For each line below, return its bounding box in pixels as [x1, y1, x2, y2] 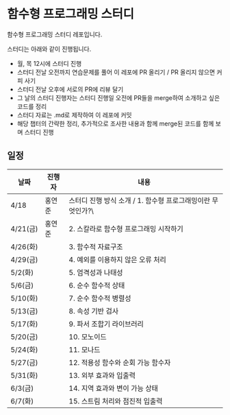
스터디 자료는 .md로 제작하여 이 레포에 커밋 [16, 110, 132, 119]
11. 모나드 [68, 344, 101, 354]
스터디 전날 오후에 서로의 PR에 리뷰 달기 [16, 85, 124, 93]
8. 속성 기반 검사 [68, 306, 118, 316]
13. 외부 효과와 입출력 [68, 370, 136, 380]
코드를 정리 [16, 102, 47, 110]
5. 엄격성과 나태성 [68, 268, 123, 277]
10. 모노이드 [68, 332, 107, 342]
